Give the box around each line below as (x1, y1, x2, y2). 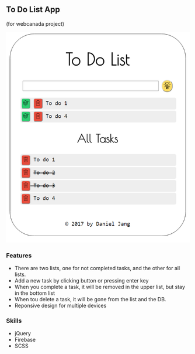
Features (6, 251, 32, 260)
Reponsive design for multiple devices (14, 302, 107, 309)
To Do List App (6, 5, 60, 15)
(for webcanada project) (6, 20, 65, 27)
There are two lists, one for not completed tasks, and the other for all (14, 265, 180, 272)
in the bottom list (14, 290, 55, 297)
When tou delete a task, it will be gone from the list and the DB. (14, 296, 166, 303)
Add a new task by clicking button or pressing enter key (14, 277, 149, 284)
